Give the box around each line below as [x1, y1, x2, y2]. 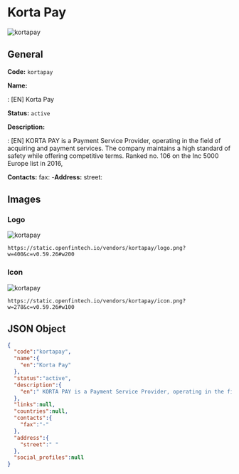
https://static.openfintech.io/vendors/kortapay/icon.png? [7, 297, 186, 305]
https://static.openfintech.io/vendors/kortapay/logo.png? [7, 245, 186, 252]
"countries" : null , [14, 408, 69, 415]
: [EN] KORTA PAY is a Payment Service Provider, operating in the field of [7, 136, 221, 144]
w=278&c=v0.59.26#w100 [7, 303, 75, 310]
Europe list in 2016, [7, 159, 63, 167]
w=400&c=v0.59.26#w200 [7, 251, 75, 258]
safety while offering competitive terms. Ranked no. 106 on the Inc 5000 [7, 151, 219, 160]
